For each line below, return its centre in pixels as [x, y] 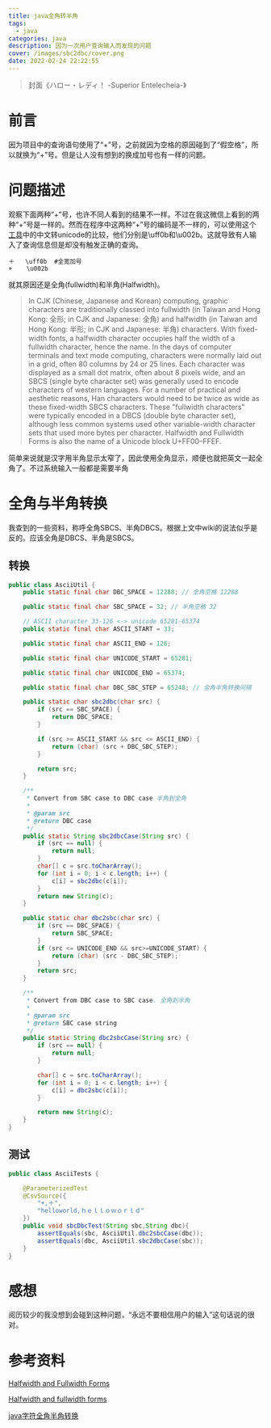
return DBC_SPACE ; [82, 717]
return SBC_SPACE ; [82, 933]
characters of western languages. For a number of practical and [134, 390]
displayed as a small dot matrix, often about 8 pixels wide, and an [137, 372]
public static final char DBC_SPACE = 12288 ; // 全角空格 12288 [131, 592]
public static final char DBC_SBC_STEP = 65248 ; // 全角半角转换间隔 [137, 687]
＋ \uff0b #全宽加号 [45, 261]
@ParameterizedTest [56, 1188]
